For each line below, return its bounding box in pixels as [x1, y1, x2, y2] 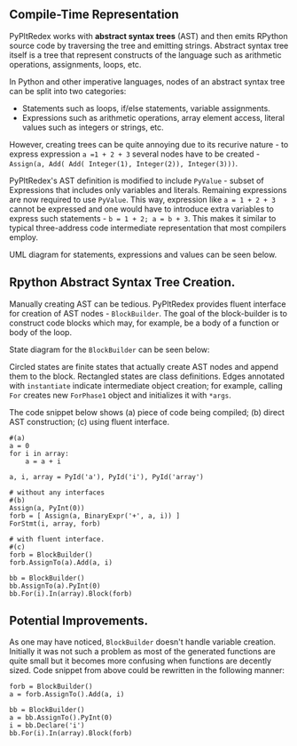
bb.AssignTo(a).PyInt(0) [9, 582, 101, 590]
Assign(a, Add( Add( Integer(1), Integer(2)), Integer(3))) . [9, 157, 238, 168]
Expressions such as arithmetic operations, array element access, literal [21, 112, 285, 123]
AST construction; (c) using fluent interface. [9, 416, 170, 427]
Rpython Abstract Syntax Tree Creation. [9, 275, 236, 290]
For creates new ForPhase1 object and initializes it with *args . [9, 389, 232, 400]
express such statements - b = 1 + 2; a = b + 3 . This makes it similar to [9, 213, 277, 223]
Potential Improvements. [9, 614, 149, 629]
